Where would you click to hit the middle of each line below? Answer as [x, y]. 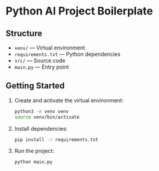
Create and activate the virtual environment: [69, 100]
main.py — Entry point [42, 67]
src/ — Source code [40, 61]
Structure [24, 33]
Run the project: [34, 151]
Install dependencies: [41, 128]
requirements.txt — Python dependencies [67, 54]
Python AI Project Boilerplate [79, 11]
